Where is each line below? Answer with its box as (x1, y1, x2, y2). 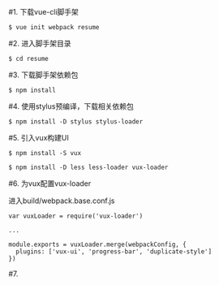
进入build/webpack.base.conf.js (8, 196, 115, 205)
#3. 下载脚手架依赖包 (8, 70, 79, 80)
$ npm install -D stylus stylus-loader (8, 118, 144, 126)
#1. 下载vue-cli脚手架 (8, 7, 79, 16)
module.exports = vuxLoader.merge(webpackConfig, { (8, 240, 187, 248)
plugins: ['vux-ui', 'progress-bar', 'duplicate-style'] (15, 248, 213, 256)
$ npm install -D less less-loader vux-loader (8, 163, 169, 171)
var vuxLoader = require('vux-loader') (8, 212, 144, 220)
